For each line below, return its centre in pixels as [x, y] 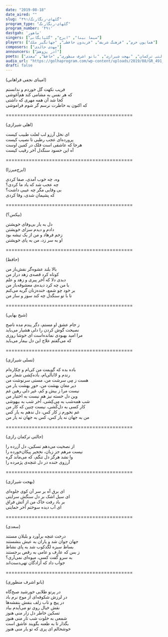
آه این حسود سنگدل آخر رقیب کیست [40, 150]
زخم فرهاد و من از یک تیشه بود [34, 235]
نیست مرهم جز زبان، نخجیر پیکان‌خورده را [44, 452]
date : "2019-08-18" [26, 10]
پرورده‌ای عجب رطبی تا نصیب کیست [40, 140]
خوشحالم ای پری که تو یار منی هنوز [38, 629]
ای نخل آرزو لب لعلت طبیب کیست [38, 134]
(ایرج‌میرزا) [16, 170]
